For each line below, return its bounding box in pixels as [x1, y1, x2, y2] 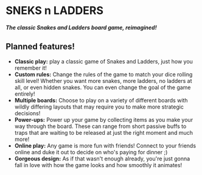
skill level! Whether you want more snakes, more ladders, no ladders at [14, 77, 192, 84]
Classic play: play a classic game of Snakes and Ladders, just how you [14, 57, 193, 65]
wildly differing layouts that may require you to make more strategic [14, 103, 184, 110]
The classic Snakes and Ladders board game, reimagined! [5, 24, 157, 31]
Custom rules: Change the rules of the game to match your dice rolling [14, 71, 193, 78]
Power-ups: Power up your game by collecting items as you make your [14, 116, 193, 123]
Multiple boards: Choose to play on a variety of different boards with [14, 96, 188, 104]
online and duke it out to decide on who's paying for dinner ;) [14, 148, 168, 155]
